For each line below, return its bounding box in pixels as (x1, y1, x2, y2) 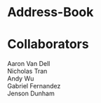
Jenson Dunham (7, 89, 55, 98)
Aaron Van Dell (7, 60, 50, 68)
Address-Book (7, 4, 94, 20)
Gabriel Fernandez (7, 82, 61, 90)
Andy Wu (7, 74, 34, 83)
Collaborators (7, 36, 89, 53)
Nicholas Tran (7, 67, 48, 76)
